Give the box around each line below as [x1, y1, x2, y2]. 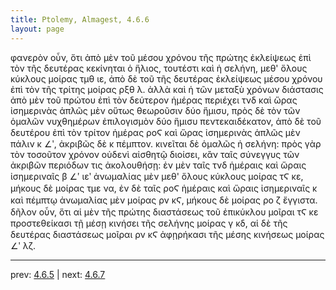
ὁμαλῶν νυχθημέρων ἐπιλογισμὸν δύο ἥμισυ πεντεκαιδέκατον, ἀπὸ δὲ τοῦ [10, 115, 322, 127]
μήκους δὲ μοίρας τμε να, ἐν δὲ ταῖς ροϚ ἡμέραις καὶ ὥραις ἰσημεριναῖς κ [10, 182, 318, 194]
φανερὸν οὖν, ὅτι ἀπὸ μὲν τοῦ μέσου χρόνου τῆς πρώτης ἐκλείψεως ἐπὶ [10, 51, 312, 63]
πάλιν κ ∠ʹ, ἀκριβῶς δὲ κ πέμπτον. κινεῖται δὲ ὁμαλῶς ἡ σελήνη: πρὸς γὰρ [10, 137, 322, 150]
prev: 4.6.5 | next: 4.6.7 [10, 268, 106, 280]
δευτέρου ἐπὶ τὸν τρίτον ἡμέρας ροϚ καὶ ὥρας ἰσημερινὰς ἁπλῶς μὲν [10, 126, 301, 138]
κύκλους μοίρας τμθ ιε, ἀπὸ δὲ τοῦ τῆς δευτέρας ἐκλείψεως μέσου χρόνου [10, 72, 323, 85]
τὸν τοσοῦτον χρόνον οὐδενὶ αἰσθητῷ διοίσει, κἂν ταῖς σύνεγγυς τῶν [10, 148, 300, 160]
